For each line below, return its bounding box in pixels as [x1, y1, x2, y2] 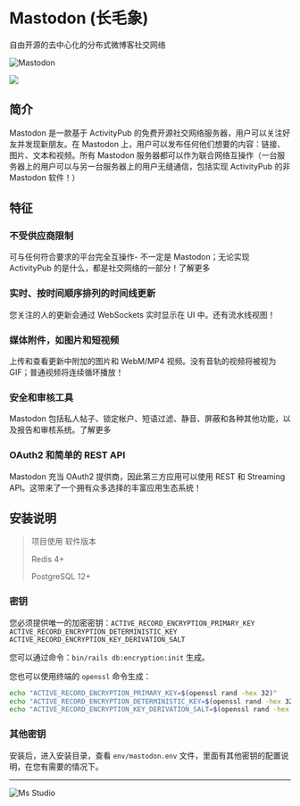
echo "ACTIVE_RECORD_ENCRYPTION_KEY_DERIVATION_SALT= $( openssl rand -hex [9, 705, 290, 714]
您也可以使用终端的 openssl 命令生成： [9, 670, 152, 681]
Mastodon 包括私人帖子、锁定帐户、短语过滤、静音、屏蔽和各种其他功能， [9, 413, 283, 424]
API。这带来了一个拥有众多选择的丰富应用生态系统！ [9, 482, 203, 493]
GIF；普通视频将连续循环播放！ [9, 367, 124, 378]
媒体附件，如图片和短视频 [9, 334, 120, 346]
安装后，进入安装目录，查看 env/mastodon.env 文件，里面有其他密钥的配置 [9, 750, 281, 760]
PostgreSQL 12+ [30, 571, 91, 582]
